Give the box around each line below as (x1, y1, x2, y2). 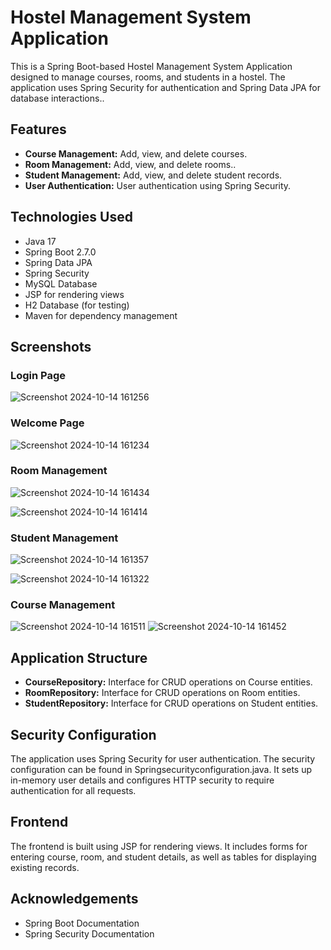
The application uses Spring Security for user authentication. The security (10, 753, 316, 765)
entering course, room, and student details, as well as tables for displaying (10, 851, 317, 863)
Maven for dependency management (24, 309, 178, 321)
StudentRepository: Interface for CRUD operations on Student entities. (24, 697, 319, 710)
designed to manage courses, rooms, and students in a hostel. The (10, 71, 286, 83)
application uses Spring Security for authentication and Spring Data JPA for (10, 81, 322, 93)
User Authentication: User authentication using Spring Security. (24, 179, 292, 191)
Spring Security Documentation (24, 927, 155, 940)
